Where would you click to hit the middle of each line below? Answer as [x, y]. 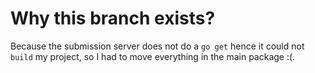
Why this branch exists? [113, 18]
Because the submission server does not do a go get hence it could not [157, 46]
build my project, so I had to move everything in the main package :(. [153, 56]
